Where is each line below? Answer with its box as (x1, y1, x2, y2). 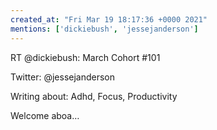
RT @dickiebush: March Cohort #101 (10, 51, 161, 63)
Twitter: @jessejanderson (10, 71, 116, 83)
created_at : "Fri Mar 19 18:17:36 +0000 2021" (10, 14, 208, 25)
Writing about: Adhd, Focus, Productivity (10, 90, 178, 102)
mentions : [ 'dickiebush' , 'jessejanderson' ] (10, 24, 199, 34)
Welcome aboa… (10, 109, 80, 121)
